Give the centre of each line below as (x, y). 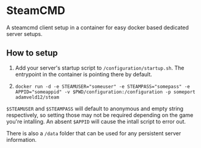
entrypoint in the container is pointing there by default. (83, 74)
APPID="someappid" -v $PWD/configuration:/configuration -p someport (105, 92)
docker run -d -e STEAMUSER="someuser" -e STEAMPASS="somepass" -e (102, 86)
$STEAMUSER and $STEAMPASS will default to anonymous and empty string (95, 108)
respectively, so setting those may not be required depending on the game (100, 115)
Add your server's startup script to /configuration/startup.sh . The (100, 68)
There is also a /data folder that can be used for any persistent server (94, 133)
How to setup (32, 53)
